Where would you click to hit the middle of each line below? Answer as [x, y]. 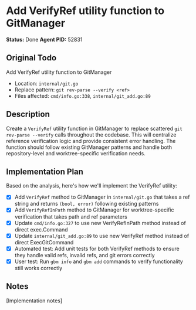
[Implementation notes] [34, 301]
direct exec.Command [41, 229]
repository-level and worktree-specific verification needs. [76, 153]
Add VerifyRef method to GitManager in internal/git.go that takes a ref [102, 197]
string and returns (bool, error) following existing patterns [87, 204]
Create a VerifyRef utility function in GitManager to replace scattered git [94, 128]
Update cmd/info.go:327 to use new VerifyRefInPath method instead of [100, 223]
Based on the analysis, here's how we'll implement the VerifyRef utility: [92, 186]
